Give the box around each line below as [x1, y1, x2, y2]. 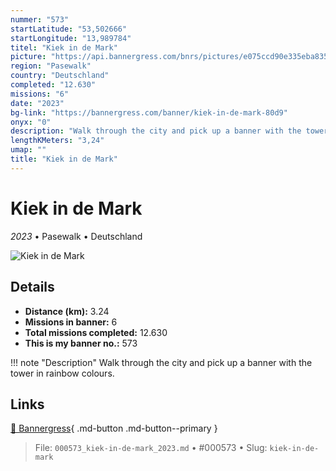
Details [10, 279, 55, 296]
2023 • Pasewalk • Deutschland [10, 230, 143, 242]
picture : [10, 52, 47, 62]
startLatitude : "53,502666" [10, 24, 128, 34]
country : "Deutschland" [10, 71, 110, 81]
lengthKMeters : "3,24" [10, 136, 105, 146]
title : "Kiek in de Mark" [10, 154, 118, 164]
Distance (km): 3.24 [24, 305, 110, 317]
